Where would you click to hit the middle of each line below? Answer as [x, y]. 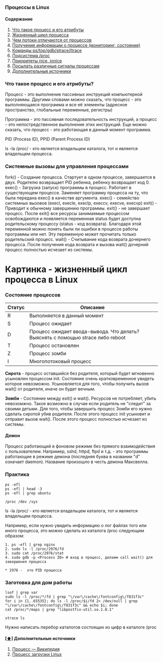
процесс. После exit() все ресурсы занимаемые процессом [67, 213]
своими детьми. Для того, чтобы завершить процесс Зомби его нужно [79, 409]
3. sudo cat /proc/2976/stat [34, 553]
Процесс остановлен [54, 346]
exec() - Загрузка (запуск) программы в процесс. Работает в [68, 187]
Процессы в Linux [27, 7]
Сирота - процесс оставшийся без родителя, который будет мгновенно [80, 373]
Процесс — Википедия [36, 649]
